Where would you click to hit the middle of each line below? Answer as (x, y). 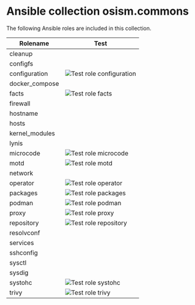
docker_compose (34, 83)
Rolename (34, 43)
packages (24, 193)
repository (24, 223)
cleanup (21, 53)
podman (21, 203)
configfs (21, 64)
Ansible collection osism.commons (98, 11)
